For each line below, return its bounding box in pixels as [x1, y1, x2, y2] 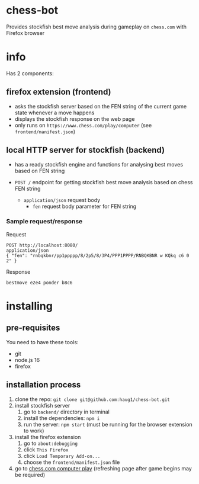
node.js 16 [14, 356, 40, 363]
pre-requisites [6, 323, 60, 333]
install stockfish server [14, 402, 70, 409]
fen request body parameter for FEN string [32, 203, 137, 210]
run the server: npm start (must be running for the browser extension [23, 421, 192, 428]
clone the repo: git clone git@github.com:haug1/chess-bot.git [14, 395, 171, 403]
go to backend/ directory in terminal [23, 408, 110, 415]
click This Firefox [23, 445, 69, 453]
